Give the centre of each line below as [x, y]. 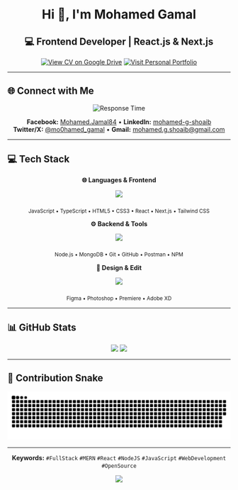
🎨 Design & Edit [119, 268]
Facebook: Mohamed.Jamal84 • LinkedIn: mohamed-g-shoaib [119, 122]
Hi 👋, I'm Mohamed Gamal [119, 15]
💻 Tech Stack [39, 159]
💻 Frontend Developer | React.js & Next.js [119, 41]
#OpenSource [119, 466]
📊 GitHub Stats [42, 328]
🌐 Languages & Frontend [119, 179]
